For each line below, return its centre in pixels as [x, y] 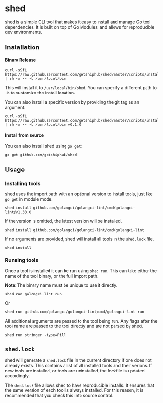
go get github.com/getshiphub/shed [41, 155]
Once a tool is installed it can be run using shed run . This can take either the [81, 271]
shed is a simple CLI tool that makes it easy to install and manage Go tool [78, 22]
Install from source [24, 135]
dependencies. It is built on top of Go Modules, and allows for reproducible [80, 27]
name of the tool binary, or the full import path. [52, 276]
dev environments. [24, 32]
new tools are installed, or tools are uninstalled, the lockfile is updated [75, 371]
